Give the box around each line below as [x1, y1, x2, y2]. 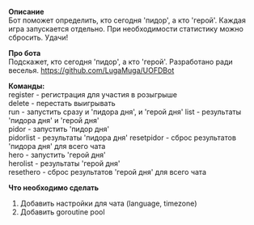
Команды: [8, 81, 45, 91]
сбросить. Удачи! [8, 32, 69, 42]
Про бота [8, 49, 41, 57]
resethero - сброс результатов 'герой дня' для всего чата [8, 168, 206, 176]
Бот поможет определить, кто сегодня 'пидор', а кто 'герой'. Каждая [8, 15, 247, 25]
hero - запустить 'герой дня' [8, 150, 107, 159]
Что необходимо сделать [8, 183, 99, 193]
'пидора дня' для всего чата [8, 142, 106, 151]
